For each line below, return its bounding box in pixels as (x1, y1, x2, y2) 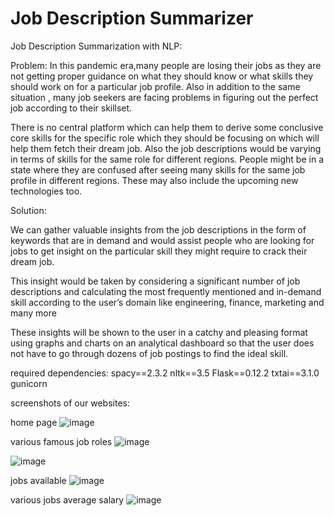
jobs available (10, 474, 67, 486)
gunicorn (10, 377, 48, 389)
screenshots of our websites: (10, 397, 130, 409)
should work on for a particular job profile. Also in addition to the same (10, 80, 301, 92)
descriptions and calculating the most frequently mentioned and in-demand (10, 285, 322, 297)
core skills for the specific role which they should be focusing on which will (10, 132, 320, 144)
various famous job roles (10, 435, 113, 447)
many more (10, 307, 57, 319)
